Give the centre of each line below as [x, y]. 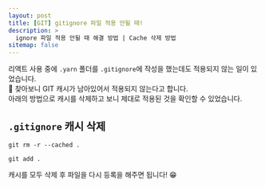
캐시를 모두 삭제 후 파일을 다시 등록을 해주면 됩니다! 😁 [93, 174]
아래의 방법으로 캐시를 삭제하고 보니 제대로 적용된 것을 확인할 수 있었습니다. [125, 99]
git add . [25, 159]
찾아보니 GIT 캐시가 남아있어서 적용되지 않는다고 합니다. [102, 89]
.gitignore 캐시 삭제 [57, 126]
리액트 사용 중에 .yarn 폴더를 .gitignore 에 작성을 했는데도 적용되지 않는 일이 [129, 69]
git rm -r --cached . [44, 145]
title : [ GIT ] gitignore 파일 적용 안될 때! [76, 23]
